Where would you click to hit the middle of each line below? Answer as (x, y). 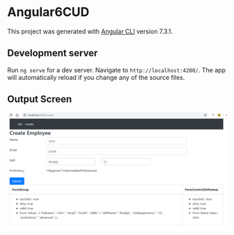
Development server (53, 53)
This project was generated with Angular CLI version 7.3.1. (90, 31)
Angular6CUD (48, 12)
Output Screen (40, 99)
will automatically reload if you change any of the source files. (96, 77)
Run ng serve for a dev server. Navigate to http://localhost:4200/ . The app (117, 70)
